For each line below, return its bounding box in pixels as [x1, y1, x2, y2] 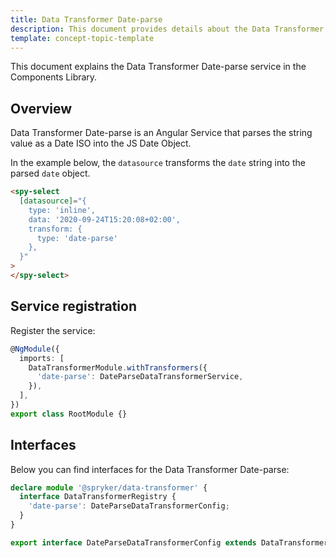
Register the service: [10, 324, 96, 336]
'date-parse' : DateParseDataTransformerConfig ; [28, 501, 230, 511]
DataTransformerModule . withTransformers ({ [28, 362, 208, 373]
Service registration [10, 298, 138, 315]
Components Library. [10, 71, 98, 83]
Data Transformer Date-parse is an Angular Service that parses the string [10, 127, 313, 139]
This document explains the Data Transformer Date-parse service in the [10, 61, 307, 73]
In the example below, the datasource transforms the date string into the [10, 157, 306, 169]
